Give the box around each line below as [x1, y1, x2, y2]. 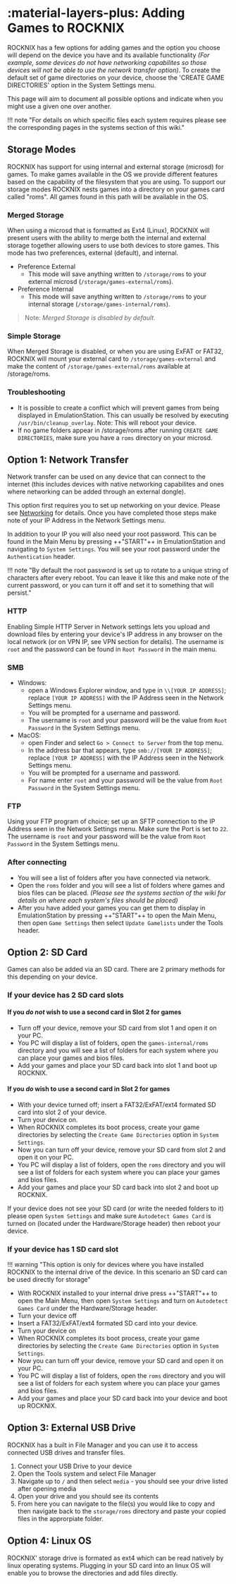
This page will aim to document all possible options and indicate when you [7, 94, 223, 103]
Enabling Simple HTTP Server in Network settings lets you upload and [7, 622, 210, 631]
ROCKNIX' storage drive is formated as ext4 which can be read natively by [7, 1554, 224, 1562]
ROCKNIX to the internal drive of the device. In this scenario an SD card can [7, 1268, 228, 1276]
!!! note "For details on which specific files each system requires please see [7, 115, 227, 124]
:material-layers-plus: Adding [7, 5, 185, 21]
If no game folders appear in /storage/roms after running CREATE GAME [17, 426, 218, 434]
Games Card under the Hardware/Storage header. [17, 1304, 159, 1313]
